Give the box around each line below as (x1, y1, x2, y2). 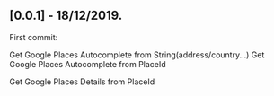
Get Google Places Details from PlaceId (9, 76, 155, 87)
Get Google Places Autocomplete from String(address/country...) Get (9, 49, 265, 60)
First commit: (9, 31, 58, 42)
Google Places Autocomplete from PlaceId (9, 58, 166, 69)
